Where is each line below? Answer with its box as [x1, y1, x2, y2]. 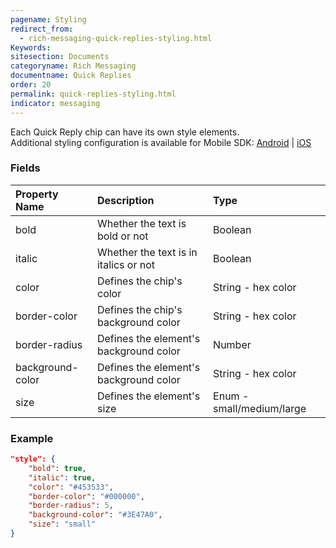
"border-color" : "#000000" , [28, 491, 145, 501]
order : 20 [10, 80, 52, 90]
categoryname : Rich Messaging [10, 61, 137, 71]
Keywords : [10, 42, 52, 53]
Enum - [213, 389, 250, 403]
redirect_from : [10, 24, 74, 34]
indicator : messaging [10, 98, 101, 108]
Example [10, 431, 54, 445]
